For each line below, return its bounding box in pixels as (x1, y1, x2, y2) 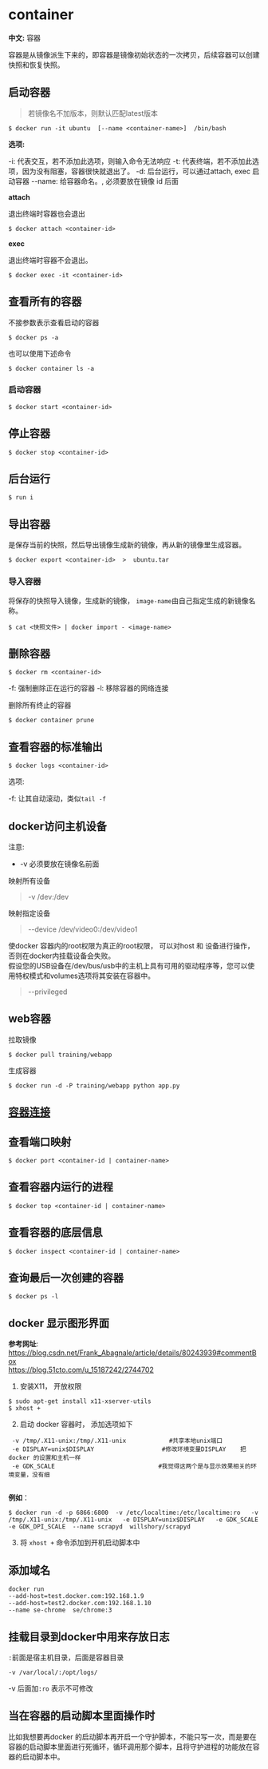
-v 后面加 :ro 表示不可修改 (8, 1684, 93, 1693)
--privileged (27, 987, 68, 996)
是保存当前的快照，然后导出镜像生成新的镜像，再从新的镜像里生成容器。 (8, 540, 246, 550)
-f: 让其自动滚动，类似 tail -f (8, 793, 106, 804)
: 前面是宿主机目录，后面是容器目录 (8, 1652, 124, 1662)
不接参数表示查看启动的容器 (8, 317, 100, 327)
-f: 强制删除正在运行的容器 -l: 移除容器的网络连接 (8, 683, 169, 693)
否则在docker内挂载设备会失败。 (8, 951, 116, 960)
